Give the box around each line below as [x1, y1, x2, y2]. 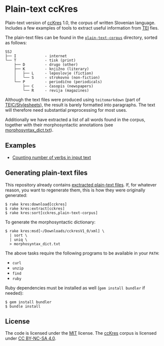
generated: [5, 192, 28, 198]
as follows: [5, 39, 27, 45]
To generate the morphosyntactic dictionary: [5, 219, 96, 225]
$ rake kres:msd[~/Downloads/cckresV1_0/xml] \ [5, 228, 105, 233]
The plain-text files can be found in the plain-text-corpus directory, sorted [5, 34, 158, 40]
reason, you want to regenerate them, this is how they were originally [5, 187, 145, 193]
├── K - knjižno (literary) [14, 66, 90, 71]
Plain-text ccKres [5, 3, 78, 15]
